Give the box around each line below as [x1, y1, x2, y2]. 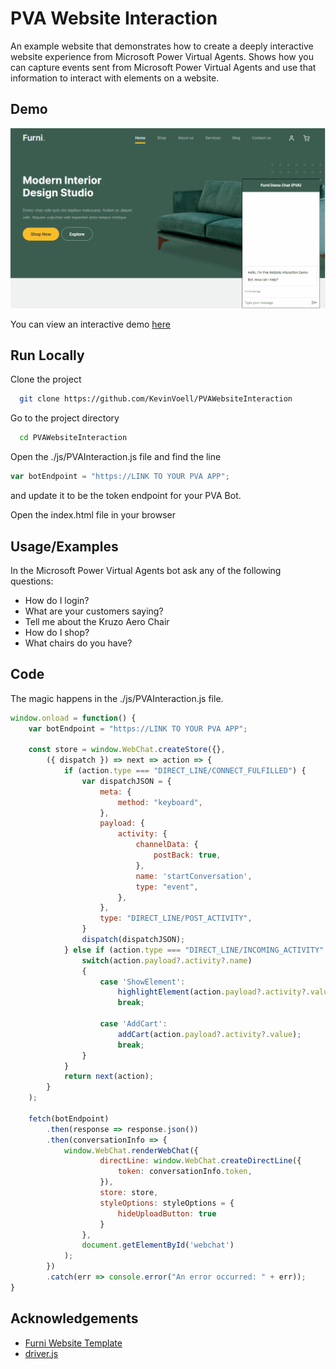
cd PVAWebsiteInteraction [19, 433, 128, 443]
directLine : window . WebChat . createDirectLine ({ [99, 1156, 302, 1166]
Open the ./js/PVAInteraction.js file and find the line [10, 451, 222, 463]
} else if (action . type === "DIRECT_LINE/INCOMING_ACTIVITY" [63, 945, 325, 955]
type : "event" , [135, 882, 199, 892]
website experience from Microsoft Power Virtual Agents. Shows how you [10, 50, 315, 62]
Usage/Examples [10, 538, 119, 555]
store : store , [99, 1188, 159, 1198]
